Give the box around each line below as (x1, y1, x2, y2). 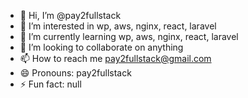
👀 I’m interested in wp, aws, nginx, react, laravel (19, 20, 217, 32)
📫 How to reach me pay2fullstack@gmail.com (19, 53, 212, 64)
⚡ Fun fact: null (19, 78, 82, 90)
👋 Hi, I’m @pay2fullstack (19, 10, 122, 21)
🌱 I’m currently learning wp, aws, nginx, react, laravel (19, 31, 239, 42)
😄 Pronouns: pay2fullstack (19, 67, 132, 79)
